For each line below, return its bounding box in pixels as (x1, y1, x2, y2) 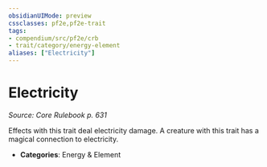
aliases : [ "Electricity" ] (8, 49, 95, 57)
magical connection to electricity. (8, 134, 119, 144)
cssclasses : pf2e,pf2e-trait (8, 19, 106, 27)
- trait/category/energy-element (8, 42, 121, 50)
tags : (8, 26, 27, 35)
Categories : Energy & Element (19, 149, 121, 159)
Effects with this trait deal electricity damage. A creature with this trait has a (8, 125, 260, 135)
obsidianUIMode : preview (8, 11, 92, 20)
